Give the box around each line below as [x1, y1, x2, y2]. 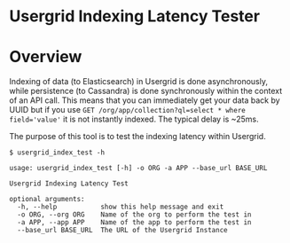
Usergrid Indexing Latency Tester [9, 6, 260, 27]
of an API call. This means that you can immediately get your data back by [9, 95, 281, 106]
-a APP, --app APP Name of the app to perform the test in [17, 218, 252, 227]
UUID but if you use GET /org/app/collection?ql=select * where [9, 105, 247, 115]
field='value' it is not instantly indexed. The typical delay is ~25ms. [9, 114, 259, 125]
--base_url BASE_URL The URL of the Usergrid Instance [17, 226, 228, 235]
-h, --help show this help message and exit [17, 202, 224, 212]
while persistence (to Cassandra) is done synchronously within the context [9, 86, 283, 97]
